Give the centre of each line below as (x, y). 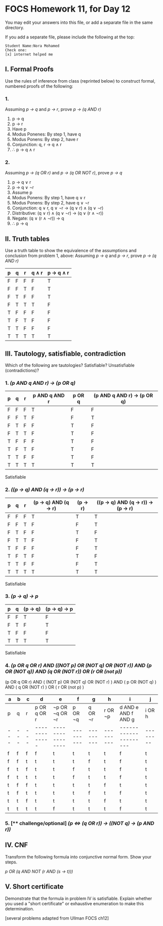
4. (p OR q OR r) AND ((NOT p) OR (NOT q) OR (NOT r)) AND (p (78, 665)
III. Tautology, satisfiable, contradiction (65, 353)
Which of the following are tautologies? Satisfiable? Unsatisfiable (70, 365)
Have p (19, 129)
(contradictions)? (22, 370)
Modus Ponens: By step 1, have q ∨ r (49, 198)
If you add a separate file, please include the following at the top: (70, 37)
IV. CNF (16, 845)
